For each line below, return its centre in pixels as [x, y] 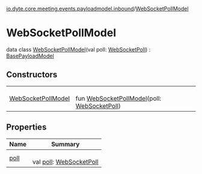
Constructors [32, 75]
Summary [65, 144]
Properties [26, 127]
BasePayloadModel [30, 56]
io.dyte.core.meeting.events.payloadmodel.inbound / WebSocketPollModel [97, 9]
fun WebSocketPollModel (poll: [118, 98]
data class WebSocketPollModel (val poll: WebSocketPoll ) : [78, 49]
